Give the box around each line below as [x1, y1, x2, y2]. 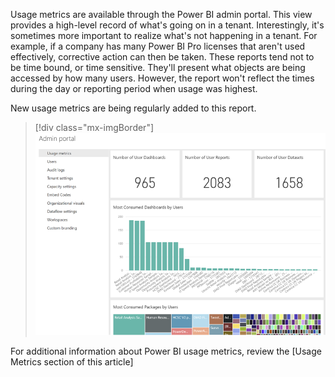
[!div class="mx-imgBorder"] [34, 122, 155, 133]
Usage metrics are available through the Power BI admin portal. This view [10, 9, 313, 20]
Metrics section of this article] [10, 355, 134, 368]
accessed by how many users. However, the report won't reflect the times [10, 72, 315, 84]
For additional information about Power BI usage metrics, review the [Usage [10, 345, 322, 357]
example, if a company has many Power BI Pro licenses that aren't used [10, 40, 306, 52]
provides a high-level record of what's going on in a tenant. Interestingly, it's [10, 19, 325, 31]
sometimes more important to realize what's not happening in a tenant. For [10, 30, 318, 41]
